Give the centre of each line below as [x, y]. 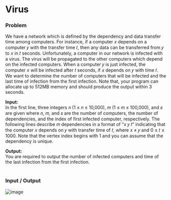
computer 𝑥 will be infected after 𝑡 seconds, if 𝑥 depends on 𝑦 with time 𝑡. [82, 70]
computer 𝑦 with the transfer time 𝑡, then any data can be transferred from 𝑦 [85, 47]
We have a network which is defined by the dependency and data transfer [83, 36]
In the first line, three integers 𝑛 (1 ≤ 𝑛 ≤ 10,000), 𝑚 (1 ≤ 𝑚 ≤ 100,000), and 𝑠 [84, 108]
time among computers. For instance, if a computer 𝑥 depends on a [76, 42]
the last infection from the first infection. [48, 162]
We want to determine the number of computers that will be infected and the [86, 76]
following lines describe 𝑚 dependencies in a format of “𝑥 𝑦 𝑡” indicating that [86, 124]
